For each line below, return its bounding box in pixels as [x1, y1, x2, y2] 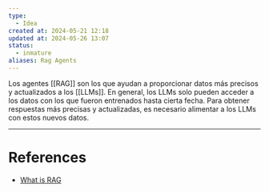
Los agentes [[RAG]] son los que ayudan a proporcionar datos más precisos [8, 78, 259, 88]
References [8, 149, 86, 167]
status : [8, 42, 34, 50]
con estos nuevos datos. [8, 112, 90, 122]
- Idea [15, 19, 38, 27]
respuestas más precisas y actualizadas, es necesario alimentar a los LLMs [8, 104, 256, 113]
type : [8, 11, 26, 20]
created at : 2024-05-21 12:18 [8, 27, 110, 35]
